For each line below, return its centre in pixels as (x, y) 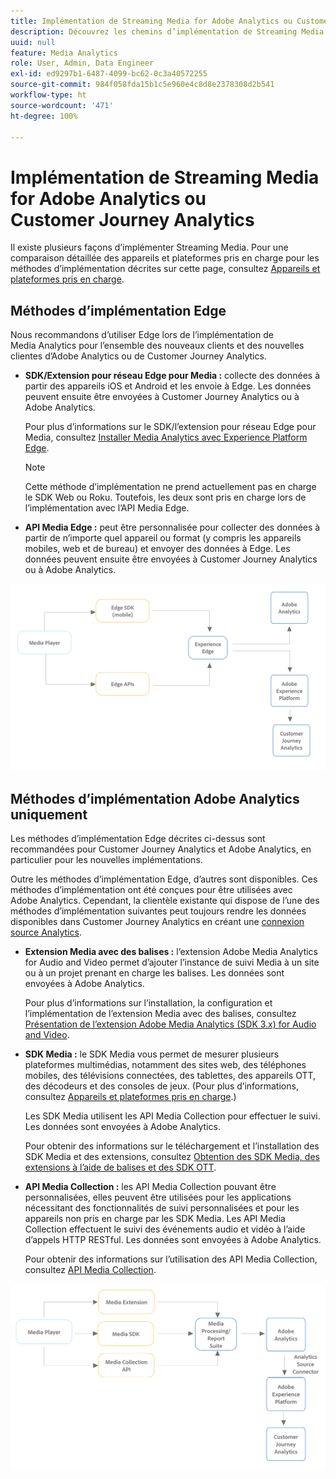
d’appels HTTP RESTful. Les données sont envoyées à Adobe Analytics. (173, 1240)
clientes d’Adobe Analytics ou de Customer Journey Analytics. (138, 356)
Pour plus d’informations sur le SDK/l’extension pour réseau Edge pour (170, 427)
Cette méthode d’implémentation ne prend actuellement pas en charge (170, 487)
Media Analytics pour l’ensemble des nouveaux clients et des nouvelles (157, 346)
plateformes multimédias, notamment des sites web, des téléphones (165, 1065)
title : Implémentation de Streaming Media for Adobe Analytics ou (151, 21)
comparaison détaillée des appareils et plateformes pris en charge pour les (165, 258)
